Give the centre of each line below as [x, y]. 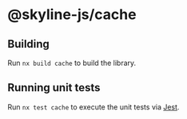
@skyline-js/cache [72, 15]
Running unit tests [54, 88]
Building [28, 44]
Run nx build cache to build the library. [72, 63]
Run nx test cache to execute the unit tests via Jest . [93, 107]
